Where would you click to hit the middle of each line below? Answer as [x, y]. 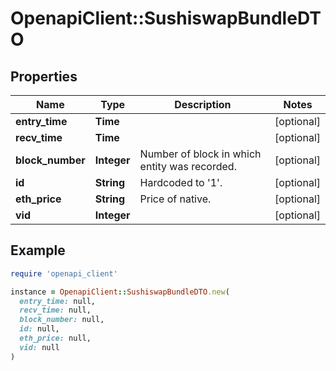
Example [38, 250]
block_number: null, [62, 320]
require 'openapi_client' [64, 273]
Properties [44, 76]
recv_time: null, [55, 310]
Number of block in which [200, 154]
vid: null [39, 347]
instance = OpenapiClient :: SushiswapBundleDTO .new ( [120, 292]
